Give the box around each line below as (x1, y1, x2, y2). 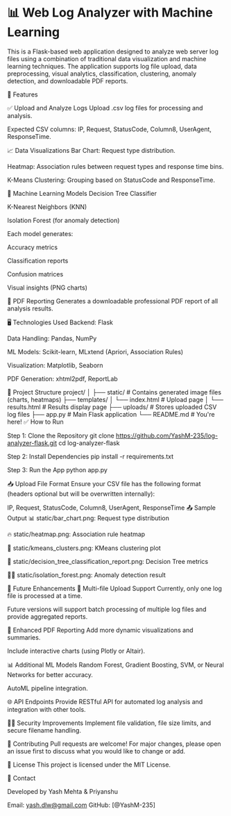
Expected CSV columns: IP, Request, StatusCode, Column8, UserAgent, (7, 125, 212, 133)
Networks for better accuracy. (7, 670, 94, 678)
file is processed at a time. (7, 591, 83, 600)
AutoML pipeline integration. (7, 684, 88, 692)
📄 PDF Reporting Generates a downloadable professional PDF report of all (7, 297, 219, 305)
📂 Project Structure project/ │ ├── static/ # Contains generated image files (7, 388, 222, 396)
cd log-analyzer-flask (58, 438, 120, 447)
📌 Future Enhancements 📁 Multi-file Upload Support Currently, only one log (7, 584, 222, 592)
